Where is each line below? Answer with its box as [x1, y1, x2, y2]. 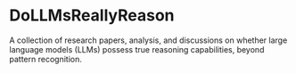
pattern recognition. [9, 53, 82, 64]
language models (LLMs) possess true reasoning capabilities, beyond [9, 44, 265, 54]
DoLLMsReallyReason [9, 5, 176, 26]
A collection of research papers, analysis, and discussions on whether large [9, 35, 288, 45]
